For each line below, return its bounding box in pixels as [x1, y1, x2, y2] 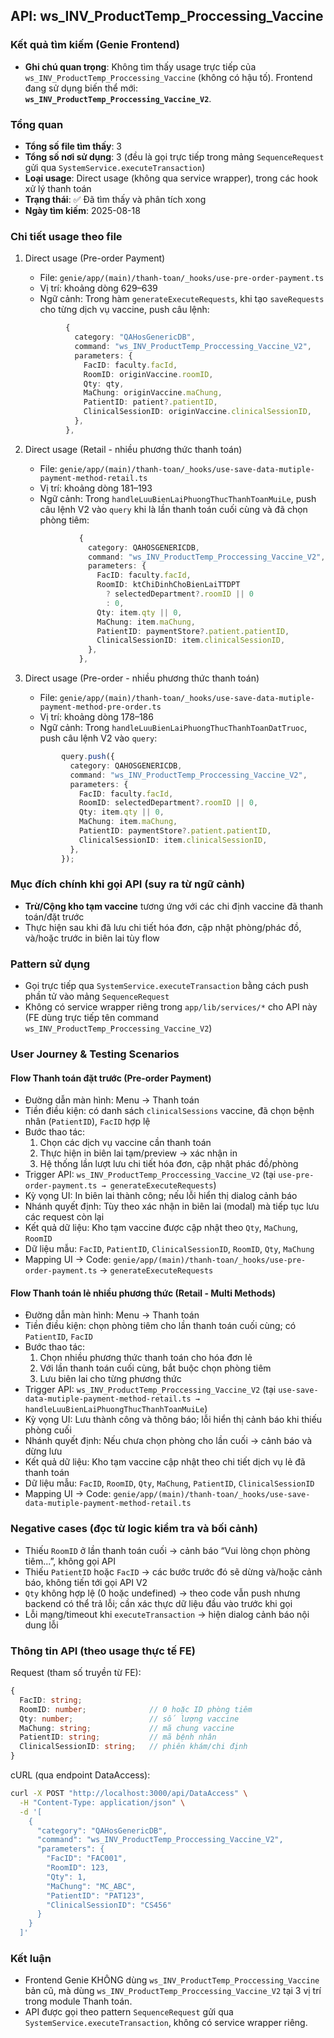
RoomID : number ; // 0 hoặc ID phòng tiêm [19, 1704, 253, 1714]
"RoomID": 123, [46, 1863, 110, 1873]
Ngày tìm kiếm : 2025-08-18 [24, 204, 141, 216]
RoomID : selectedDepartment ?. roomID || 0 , [78, 798, 259, 808]
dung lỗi [24, 1619, 59, 1631]
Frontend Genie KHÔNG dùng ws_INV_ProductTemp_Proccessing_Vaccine [24, 1974, 320, 1986]
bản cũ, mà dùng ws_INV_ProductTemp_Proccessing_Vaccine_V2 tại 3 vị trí [24, 1985, 322, 1997]
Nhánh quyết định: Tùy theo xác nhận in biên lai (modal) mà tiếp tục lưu [24, 1200, 320, 1213]
